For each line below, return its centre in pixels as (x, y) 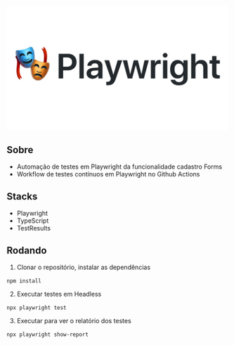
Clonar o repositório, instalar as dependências (84, 267)
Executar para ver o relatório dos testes (74, 320)
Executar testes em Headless (59, 294)
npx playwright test (37, 308)
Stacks (22, 196)
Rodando (27, 250)
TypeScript (33, 221)
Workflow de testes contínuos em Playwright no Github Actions (108, 174)
